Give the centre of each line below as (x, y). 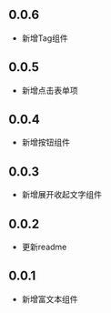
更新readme (44, 247)
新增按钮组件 (45, 142)
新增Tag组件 (45, 38)
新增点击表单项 (50, 90)
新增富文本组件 (50, 298)
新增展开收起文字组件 (61, 195)
